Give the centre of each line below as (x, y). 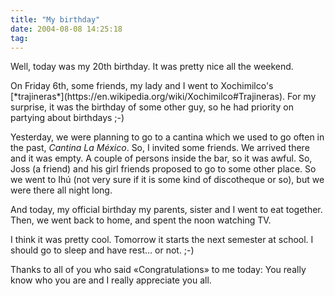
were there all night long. (61, 190)
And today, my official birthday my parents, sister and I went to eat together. (166, 210)
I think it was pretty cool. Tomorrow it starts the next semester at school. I (162, 240)
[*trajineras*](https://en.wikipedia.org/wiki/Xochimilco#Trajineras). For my (163, 97)
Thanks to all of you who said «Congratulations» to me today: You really (158, 270)
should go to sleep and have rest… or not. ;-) (102, 250)
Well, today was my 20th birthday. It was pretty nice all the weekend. (152, 67)
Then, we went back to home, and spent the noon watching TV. (141, 220)
